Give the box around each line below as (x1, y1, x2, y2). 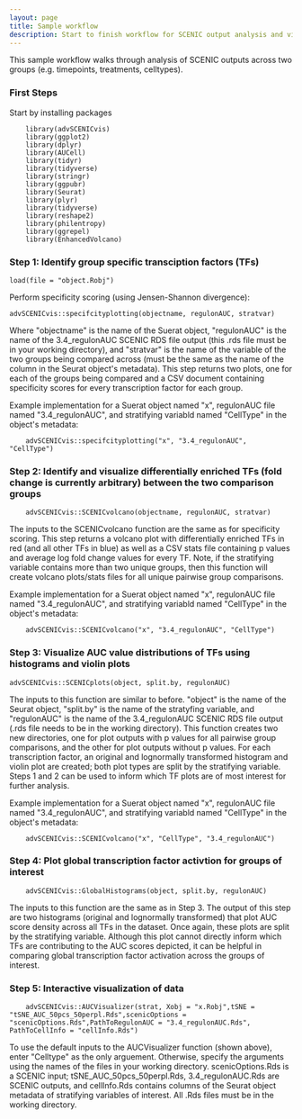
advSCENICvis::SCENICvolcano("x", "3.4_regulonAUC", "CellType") (25, 626, 276, 635)
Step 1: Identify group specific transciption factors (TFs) (9, 256, 260, 268)
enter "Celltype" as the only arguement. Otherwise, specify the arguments (9, 1051, 285, 1062)
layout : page (9, 13, 58, 23)
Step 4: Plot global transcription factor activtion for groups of (9, 854, 283, 867)
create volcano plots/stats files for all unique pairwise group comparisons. (9, 572, 284, 582)
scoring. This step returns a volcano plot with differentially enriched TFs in (9, 533, 285, 545)
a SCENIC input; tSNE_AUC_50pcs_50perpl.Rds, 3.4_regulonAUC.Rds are (9, 1070, 280, 1081)
